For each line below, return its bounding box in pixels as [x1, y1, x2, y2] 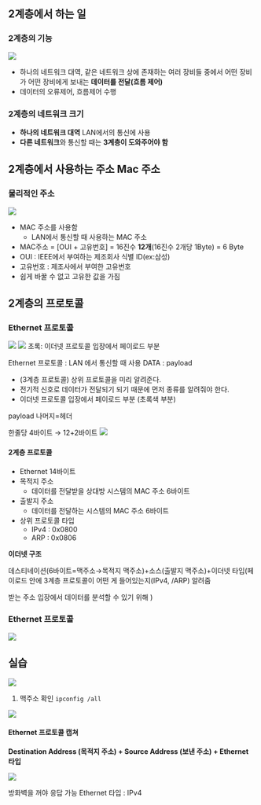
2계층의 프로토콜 [8, 297, 84, 311]
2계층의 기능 [8, 33, 53, 44]
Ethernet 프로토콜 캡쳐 [8, 728, 79, 737]
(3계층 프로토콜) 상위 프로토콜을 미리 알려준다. [19, 375, 162, 384]
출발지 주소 [19, 496, 54, 505]
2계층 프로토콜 [8, 447, 53, 457]
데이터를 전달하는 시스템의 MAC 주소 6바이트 [31, 505, 169, 515]
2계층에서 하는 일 [8, 7, 86, 21]
